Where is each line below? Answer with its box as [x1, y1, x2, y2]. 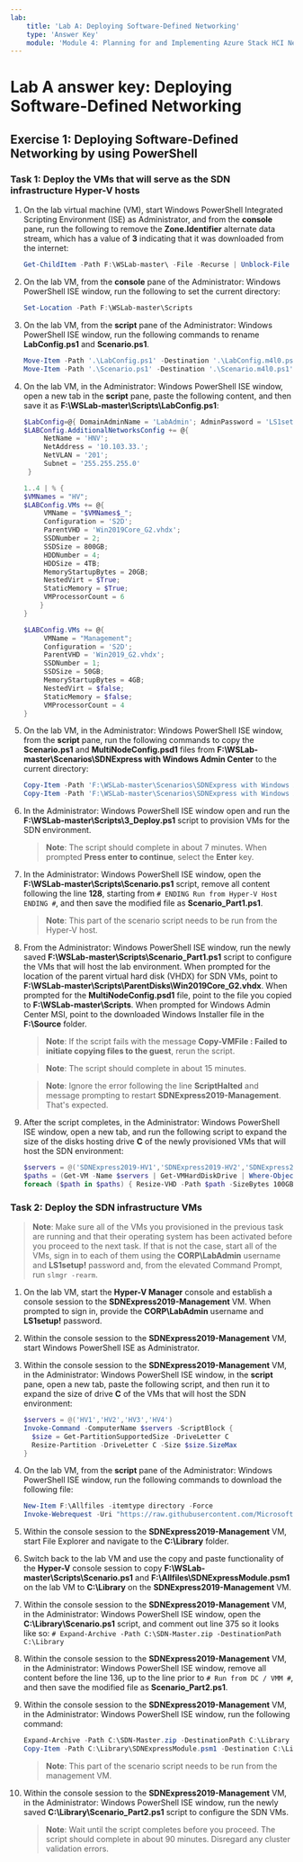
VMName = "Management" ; [43, 633, 133, 643]
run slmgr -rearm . [31, 1269, 98, 1280]
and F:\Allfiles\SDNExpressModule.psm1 [135, 1572, 290, 1583]
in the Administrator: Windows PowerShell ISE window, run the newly [22, 1796, 279, 1808]
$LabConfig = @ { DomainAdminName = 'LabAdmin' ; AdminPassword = [22, 417, 262, 426]
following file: [22, 1484, 74, 1495]
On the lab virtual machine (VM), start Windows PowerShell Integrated [22, 204, 284, 216]
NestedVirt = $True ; [43, 576, 120, 585]
